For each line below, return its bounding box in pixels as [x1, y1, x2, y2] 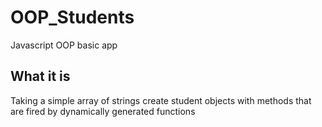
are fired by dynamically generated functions [10, 105, 196, 117]
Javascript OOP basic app [10, 39, 118, 51]
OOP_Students [10, 6, 135, 29]
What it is [10, 68, 71, 85]
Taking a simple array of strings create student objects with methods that [10, 94, 312, 106]
